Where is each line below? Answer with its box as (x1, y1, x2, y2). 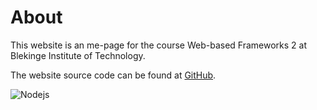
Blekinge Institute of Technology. (10, 49, 146, 61)
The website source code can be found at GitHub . (10, 69, 217, 81)
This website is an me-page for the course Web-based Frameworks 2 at (10, 39, 308, 51)
